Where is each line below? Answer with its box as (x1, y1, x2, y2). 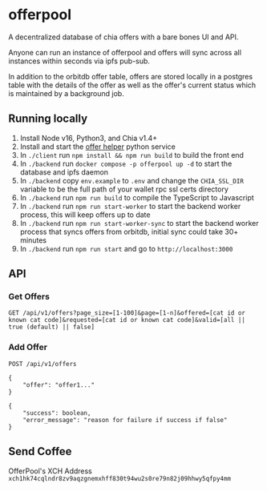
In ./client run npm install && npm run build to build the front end (19, 150, 245, 159)
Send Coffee (8, 445, 72, 458)
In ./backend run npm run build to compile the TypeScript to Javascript (19, 192, 254, 202)
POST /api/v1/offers (8, 360, 78, 368)
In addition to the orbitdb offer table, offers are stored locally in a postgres (8, 71, 253, 81)
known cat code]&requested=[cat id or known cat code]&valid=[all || (8, 316, 246, 324)
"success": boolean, (22, 408, 91, 417)
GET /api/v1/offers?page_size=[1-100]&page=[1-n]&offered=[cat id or (8, 309, 246, 317)
